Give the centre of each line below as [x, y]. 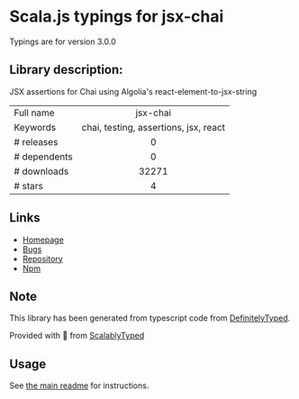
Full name [35, 113]
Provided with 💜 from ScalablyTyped [77, 336]
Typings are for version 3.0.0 [63, 41]
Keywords [35, 127]
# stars [28, 186]
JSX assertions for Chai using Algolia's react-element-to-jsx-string [133, 91]
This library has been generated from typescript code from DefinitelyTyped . [150, 318]
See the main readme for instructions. [79, 385]
